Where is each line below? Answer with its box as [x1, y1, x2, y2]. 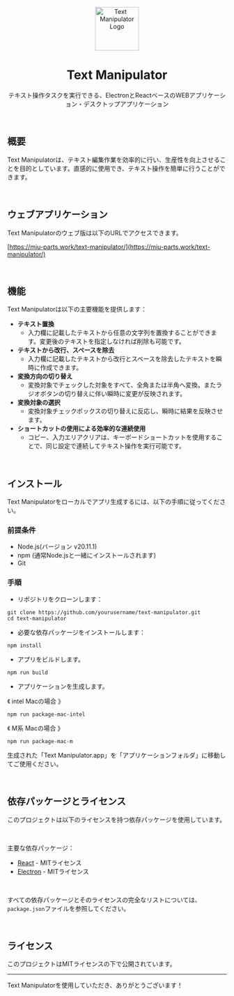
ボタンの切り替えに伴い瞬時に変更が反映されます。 [40, 390, 187, 398]
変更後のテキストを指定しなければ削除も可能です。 [39, 337, 186, 346]
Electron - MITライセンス [17, 867, 89, 875]
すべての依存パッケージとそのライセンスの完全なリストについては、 [7, 896, 201, 904]
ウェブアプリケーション [7, 209, 108, 221]
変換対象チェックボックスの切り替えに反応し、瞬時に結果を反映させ [27, 407, 224, 415]
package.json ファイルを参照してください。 [7, 904, 130, 912]
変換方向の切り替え [17, 372, 73, 381]
